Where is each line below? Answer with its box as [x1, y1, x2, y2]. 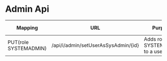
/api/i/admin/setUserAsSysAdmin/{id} [51, 42, 139, 49]
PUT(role [7, 38, 29, 45]
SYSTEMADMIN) [7, 45, 47, 52]
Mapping [16, 24, 38, 31]
